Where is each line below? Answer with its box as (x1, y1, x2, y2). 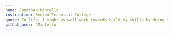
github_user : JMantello (5, 22, 57, 27)
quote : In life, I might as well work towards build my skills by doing (5, 17, 165, 22)
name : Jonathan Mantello (5, 7, 59, 13)
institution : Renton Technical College (5, 12, 91, 17)
